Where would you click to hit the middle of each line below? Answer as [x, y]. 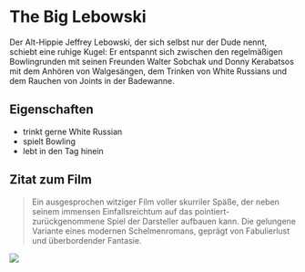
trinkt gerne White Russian [72, 131]
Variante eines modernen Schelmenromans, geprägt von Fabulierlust [161, 231]
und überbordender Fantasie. [86, 240]
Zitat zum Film [51, 180]
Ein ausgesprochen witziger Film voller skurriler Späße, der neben [156, 202]
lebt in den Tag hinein [63, 151]
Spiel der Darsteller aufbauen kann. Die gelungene [202, 221]
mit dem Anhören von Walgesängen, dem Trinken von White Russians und [148, 71]
